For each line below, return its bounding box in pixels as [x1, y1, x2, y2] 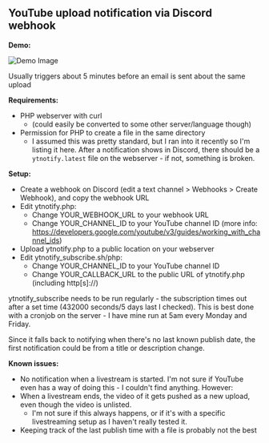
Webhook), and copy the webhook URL [19, 192, 150, 203]
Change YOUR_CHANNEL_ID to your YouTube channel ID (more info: [31, 218, 258, 228]
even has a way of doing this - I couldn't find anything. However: [19, 382, 234, 392]
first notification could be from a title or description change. [8, 343, 206, 352]
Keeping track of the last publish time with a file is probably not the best [19, 425, 258, 435]
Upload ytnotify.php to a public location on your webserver [19, 244, 215, 253]
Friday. [8, 319, 31, 328]
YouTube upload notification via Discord [8, 6, 212, 20]
